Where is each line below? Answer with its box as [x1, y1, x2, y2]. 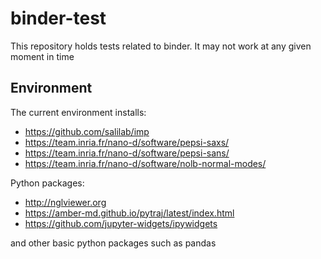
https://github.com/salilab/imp [24, 125, 150, 137]
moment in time [10, 50, 75, 62]
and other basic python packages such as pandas [10, 237, 217, 249]
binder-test [10, 7, 107, 30]
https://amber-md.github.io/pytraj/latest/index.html [24, 207, 235, 219]
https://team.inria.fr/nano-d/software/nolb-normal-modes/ [24, 157, 267, 169]
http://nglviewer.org [24, 196, 107, 208]
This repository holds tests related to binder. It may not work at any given [10, 40, 312, 52]
